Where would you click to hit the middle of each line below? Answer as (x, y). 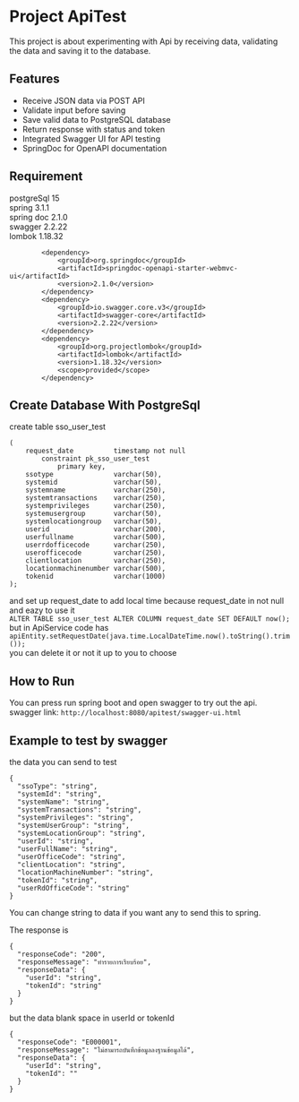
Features (34, 79)
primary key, (81, 467)
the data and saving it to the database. (80, 50)
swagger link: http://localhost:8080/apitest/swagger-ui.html (125, 712)
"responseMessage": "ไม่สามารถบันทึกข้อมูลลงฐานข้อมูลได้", (106, 1050)
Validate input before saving (74, 110)
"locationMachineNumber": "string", (85, 873)
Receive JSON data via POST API (84, 100)
